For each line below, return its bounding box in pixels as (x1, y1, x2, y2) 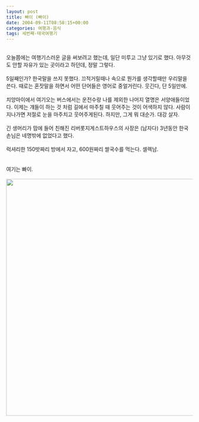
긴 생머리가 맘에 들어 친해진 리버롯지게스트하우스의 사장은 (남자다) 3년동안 (6, 125, 178, 132)
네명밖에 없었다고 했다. (21, 132, 75, 139)
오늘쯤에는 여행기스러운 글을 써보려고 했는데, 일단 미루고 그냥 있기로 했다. (6, 54, 175, 61)
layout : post (6, 8, 38, 15)
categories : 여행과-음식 (6, 25, 61, 31)
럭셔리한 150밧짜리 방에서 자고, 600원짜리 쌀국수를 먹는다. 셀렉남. (6, 146, 159, 153)
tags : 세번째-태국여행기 (6, 31, 57, 37)
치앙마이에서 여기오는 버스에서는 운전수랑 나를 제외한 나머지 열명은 (6, 96, 160, 104)
